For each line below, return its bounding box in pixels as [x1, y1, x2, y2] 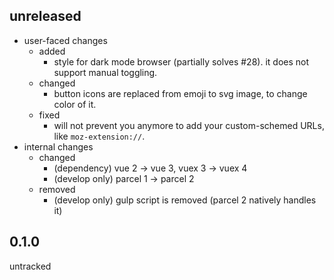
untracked [9, 260, 52, 272]
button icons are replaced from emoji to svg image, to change [53, 87, 308, 99]
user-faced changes [23, 34, 108, 46]
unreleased [9, 8, 82, 25]
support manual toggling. [53, 66, 158, 78]
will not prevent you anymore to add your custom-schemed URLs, [53, 119, 325, 131]
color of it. [53, 98, 97, 110]
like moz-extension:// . [53, 130, 146, 142]
